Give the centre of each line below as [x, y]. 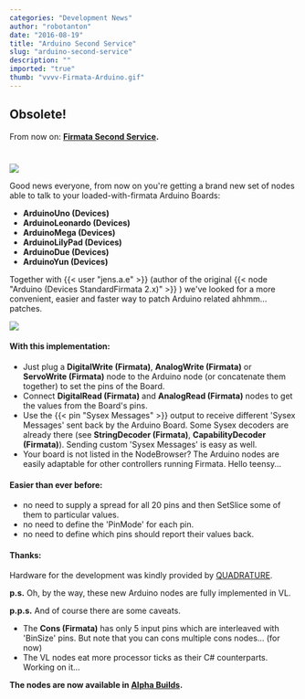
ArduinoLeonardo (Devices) [76, 222]
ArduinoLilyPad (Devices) [72, 242]
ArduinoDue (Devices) [66, 251]
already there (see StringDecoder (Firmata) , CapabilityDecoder [144, 434]
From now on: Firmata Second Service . [84, 136]
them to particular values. [71, 515]
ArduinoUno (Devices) [66, 213]
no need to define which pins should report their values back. [138, 535]
